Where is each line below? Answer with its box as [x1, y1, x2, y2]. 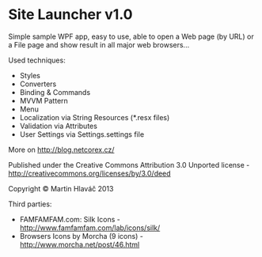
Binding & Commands [19, 87, 91, 96]
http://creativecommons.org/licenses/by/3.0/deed [8, 168, 172, 178]
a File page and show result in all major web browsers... [8, 40, 190, 49]
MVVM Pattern [19, 96, 69, 105]
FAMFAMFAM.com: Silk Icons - [19, 214, 120, 224]
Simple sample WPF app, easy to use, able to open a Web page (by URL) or [8, 32, 255, 41]
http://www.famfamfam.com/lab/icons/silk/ [19, 223, 161, 232]
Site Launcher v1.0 [8, 6, 133, 24]
